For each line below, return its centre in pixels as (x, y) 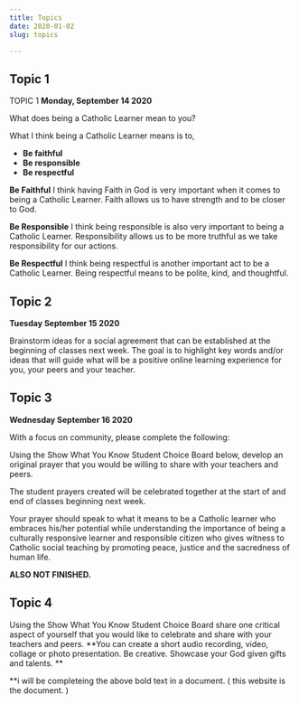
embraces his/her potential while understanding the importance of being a (148, 528)
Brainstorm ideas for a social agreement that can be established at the (140, 341)
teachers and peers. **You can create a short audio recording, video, (139, 643)
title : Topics (36, 18)
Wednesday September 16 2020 (71, 419)
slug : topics (34, 34)
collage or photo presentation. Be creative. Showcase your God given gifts (148, 653)
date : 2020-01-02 (42, 26)
